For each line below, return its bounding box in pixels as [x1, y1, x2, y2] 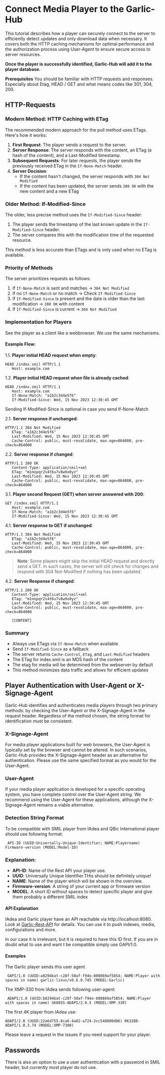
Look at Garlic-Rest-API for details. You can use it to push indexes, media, [5, 921, 156, 927]
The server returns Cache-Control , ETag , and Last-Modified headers [12, 651, 150, 657]
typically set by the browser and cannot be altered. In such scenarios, [5, 747, 147, 753]
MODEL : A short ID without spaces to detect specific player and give [12, 889, 152, 895]
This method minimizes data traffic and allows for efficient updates [12, 667, 149, 673]
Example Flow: [5, 341, 36, 347]
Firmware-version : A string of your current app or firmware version [12, 883, 151, 889]
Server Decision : [12, 168, 48, 174]
